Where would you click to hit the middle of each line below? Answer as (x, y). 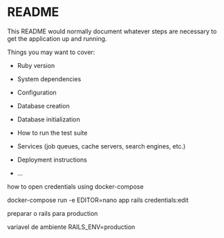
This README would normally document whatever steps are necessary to (112, 31)
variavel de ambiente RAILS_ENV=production (71, 227)
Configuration (37, 92)
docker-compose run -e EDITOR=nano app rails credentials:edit (98, 200)
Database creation (44, 105)
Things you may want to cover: (51, 52)
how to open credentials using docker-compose (75, 186)
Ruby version (36, 65)
